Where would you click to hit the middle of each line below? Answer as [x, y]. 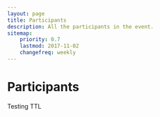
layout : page [26, 14]
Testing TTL [24, 106]
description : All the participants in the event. [81, 26]
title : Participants [37, 20]
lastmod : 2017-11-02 [49, 46]
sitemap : [20, 33]
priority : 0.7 [40, 40]
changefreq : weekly [48, 53]
